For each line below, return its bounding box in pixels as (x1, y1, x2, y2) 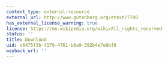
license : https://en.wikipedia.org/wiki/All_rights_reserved (6, 25, 163, 32)
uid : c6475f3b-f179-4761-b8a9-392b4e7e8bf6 (6, 43, 117, 49)
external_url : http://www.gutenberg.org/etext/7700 (6, 14, 138, 20)
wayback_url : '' (6, 48, 47, 54)
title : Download (6, 37, 47, 43)
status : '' (6, 31, 34, 37)
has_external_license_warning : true (6, 20, 98, 26)
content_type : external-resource (6, 8, 90, 15)
